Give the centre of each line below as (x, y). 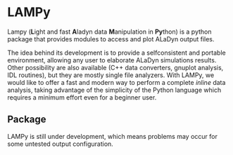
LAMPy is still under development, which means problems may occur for (113, 136)
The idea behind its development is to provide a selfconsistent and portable (117, 53)
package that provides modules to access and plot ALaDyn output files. (111, 39)
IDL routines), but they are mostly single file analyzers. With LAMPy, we (111, 75)
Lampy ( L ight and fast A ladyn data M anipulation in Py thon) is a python (109, 32)
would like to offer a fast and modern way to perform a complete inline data (116, 82)
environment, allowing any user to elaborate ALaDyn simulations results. (112, 60)
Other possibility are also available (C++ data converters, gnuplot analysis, (115, 67)
